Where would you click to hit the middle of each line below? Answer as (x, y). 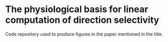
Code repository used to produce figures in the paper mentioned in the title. (84, 34)
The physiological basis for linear (77, 9)
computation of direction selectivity (82, 20)
